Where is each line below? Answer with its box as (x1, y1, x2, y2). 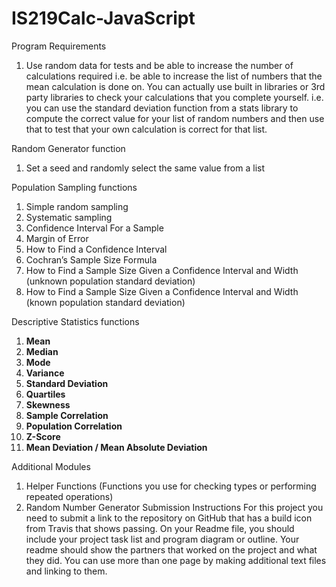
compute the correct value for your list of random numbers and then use (25, 112, 325, 124)
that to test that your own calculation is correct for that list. (25, 123, 268, 135)
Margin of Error (25, 232, 89, 244)
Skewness (25, 398, 71, 411)
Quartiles (25, 388, 66, 400)
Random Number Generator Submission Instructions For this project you (25, 501, 324, 513)
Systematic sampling (25, 211, 113, 223)
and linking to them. (25, 565, 108, 577)
